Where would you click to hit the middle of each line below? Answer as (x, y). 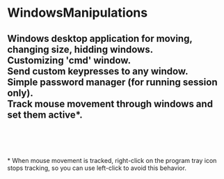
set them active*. (45, 115)
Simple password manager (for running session (112, 82)
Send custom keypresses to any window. (98, 71)
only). (20, 93)
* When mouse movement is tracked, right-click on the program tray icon (112, 161)
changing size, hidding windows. (80, 49)
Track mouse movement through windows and (110, 103)
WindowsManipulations (78, 13)
